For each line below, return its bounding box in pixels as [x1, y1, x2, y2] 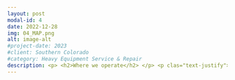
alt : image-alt [7, 36, 52, 43]
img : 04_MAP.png [7, 29, 55, 37]
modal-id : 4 [7, 17, 42, 24]
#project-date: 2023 [7, 42, 68, 49]
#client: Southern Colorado [7, 49, 90, 56]
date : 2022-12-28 [7, 23, 58, 30]
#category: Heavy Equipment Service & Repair [7, 56, 142, 63]
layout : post [7, 10, 45, 17]
